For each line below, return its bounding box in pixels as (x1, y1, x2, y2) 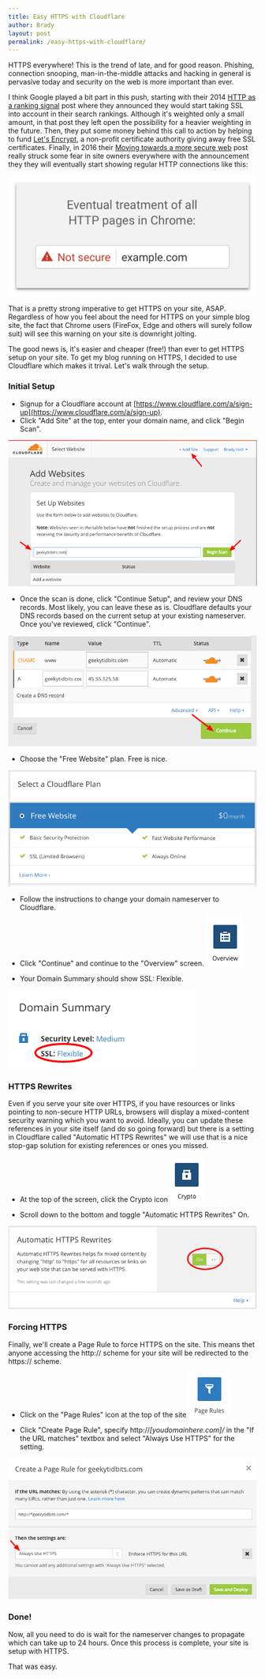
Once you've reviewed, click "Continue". (19, 619, 151, 629)
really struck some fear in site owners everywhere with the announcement (8, 151, 250, 161)
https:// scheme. (8, 1356, 62, 1366)
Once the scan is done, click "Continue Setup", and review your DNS (19, 594, 243, 604)
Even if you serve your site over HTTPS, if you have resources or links (8, 1099, 235, 1109)
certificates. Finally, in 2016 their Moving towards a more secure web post (8, 143, 248, 152)
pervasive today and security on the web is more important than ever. (8, 77, 234, 87)
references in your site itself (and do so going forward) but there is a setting (8, 1124, 255, 1134)
